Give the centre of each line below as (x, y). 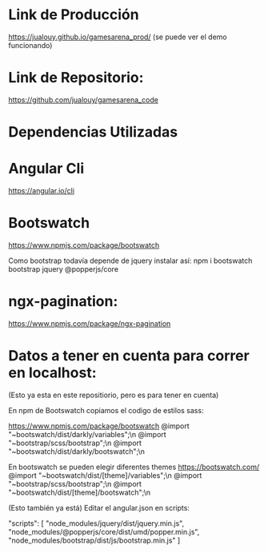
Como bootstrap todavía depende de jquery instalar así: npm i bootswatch (130, 261)
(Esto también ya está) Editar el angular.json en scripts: (99, 507)
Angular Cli (46, 169)
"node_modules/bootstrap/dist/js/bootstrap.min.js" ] (94, 540)
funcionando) (30, 45)
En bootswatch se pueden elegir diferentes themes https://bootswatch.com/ (134, 467)
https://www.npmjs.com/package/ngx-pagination (90, 323)
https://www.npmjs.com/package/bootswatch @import (99, 426)
